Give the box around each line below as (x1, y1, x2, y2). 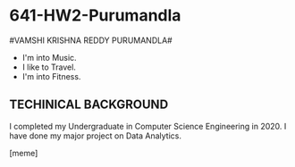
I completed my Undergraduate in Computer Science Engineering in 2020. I (9, 121, 287, 131)
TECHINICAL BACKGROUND (9, 97, 169, 113)
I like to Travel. (21, 62, 76, 72)
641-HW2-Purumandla (9, 5, 181, 26)
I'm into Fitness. (21, 71, 81, 81)
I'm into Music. (21, 52, 78, 63)
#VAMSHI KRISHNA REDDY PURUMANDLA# (9, 35, 173, 46)
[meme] (9, 147, 38, 158)
